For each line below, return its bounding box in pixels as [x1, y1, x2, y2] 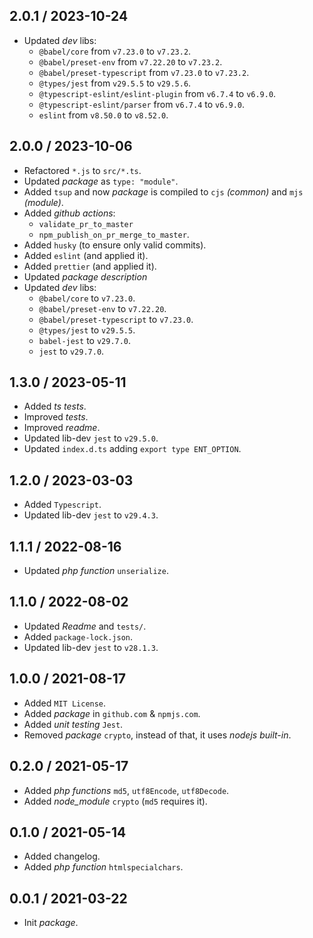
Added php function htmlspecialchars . [23, 861, 184, 873]
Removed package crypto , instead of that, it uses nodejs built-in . [23, 729, 292, 741]
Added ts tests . [23, 400, 87, 413]
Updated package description [23, 270, 148, 283]
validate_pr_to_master [38, 219, 134, 229]
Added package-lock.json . [23, 630, 134, 643]
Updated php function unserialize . [23, 565, 169, 577]
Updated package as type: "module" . [23, 175, 179, 187]
